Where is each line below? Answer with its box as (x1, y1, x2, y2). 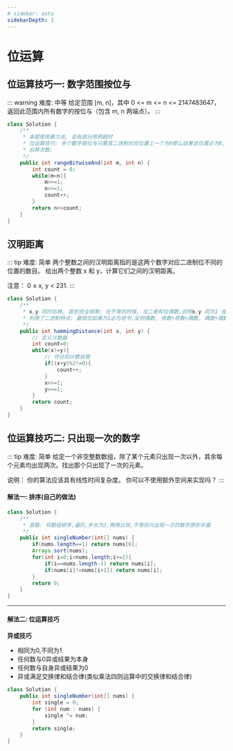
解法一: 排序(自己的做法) (7, 493, 76, 501)
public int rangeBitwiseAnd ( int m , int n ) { (19, 159, 150, 167)
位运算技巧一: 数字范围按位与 (7, 78, 131, 90)
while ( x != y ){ (32, 347, 70, 354)
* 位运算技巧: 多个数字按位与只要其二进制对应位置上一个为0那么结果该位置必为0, (22, 140, 225, 147)
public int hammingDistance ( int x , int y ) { (19, 328, 150, 335)
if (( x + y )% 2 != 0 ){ (44, 360, 92, 367)
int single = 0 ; (32, 699, 79, 707)
